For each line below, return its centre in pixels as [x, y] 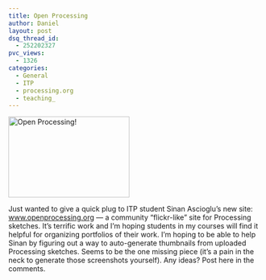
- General [32, 76]
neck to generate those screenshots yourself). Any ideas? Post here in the [131, 260]
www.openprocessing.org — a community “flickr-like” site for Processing [130, 217]
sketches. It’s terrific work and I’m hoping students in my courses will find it [133, 226]
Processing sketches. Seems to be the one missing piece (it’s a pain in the [131, 252]
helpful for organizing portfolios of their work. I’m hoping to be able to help [132, 235]
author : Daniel [34, 23]
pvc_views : [27, 53]
